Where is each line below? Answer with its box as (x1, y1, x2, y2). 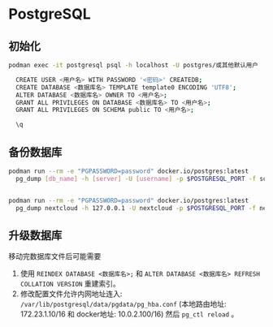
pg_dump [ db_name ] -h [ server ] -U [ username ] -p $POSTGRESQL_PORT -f (15, 174, 257, 183)
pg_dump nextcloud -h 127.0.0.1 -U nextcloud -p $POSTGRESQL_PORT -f (15, 204, 256, 212)
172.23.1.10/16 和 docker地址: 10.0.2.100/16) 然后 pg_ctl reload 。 (19, 309, 239, 319)
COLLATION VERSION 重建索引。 (19, 279, 120, 289)
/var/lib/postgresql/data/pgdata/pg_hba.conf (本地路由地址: (19, 299, 227, 309)
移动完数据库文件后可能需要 (8, 252, 102, 261)
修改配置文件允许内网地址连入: (19, 289, 123, 299)
